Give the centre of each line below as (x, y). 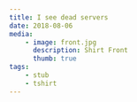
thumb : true (54, 59)
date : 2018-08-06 (41, 26)
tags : (19, 67)
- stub (37, 75)
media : (21, 34)
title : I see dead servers (59, 17)
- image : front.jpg (61, 42)
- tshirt (41, 83)
